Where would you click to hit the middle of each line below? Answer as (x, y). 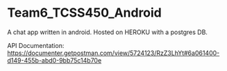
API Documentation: (36, 45)
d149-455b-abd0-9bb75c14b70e (54, 60)
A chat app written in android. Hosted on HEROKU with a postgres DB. (108, 32)
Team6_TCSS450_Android (84, 13)
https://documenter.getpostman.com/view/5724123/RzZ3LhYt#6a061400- (113, 53)
